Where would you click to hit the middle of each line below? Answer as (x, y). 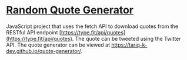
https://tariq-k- (129, 45)
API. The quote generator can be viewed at (58, 45)
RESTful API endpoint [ (34, 32)
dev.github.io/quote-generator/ (44, 51)
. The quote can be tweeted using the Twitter (126, 38)
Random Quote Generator (70, 10)
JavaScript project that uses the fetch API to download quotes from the (92, 26)
